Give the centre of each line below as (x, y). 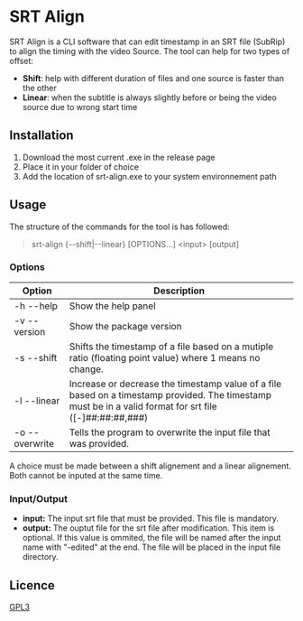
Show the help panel (112, 306)
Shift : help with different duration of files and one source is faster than (153, 78)
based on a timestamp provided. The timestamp (170, 394)
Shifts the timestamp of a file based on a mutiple (171, 347)
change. (86, 369)
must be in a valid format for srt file (143, 406)
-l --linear (37, 401)
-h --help (36, 306)
